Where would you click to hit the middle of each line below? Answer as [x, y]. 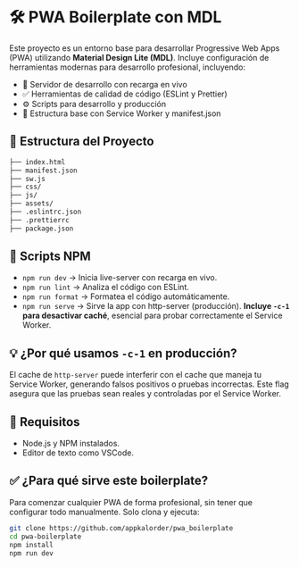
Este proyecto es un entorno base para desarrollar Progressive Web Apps [145, 48]
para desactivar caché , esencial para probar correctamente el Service [152, 316]
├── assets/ [31, 204]
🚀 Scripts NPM [50, 257]
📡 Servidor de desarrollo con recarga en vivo [104, 84]
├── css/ [25, 187]
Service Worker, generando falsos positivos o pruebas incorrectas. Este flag [149, 384]
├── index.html [37, 162]
